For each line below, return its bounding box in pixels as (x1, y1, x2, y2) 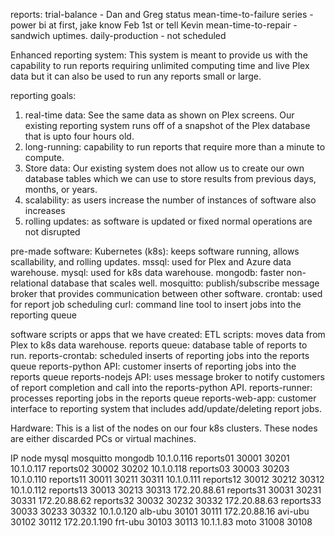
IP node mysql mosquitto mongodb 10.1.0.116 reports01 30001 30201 (10, 452, 290, 464)
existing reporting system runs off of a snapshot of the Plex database (24, 120, 311, 131)
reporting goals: (10, 90, 77, 101)
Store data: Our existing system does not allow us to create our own (24, 162, 305, 174)
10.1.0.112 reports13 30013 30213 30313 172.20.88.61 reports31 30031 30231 (10, 484, 322, 496)
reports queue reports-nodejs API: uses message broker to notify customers (10, 371, 325, 383)
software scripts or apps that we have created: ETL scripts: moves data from (10, 329, 326, 340)
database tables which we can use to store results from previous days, (24, 173, 317, 184)
